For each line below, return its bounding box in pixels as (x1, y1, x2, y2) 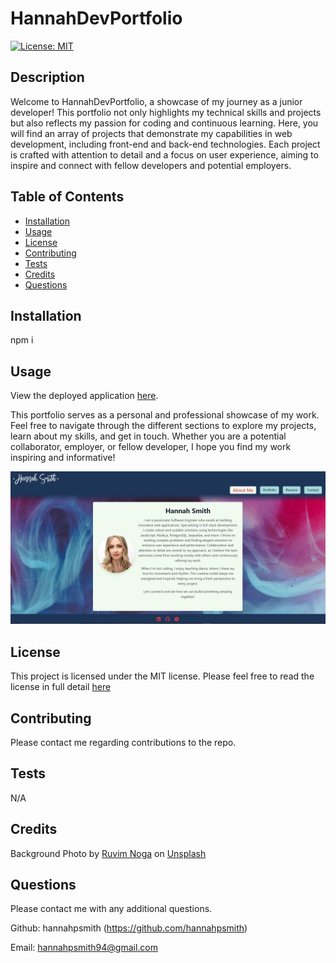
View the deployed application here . (10, 390, 159, 402)
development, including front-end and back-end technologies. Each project (10, 138, 321, 150)
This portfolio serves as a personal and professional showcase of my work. (10, 409, 320, 421)
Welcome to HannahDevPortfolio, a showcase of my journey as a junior (10, 95, 303, 107)
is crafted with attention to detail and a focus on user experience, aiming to (10, 148, 319, 161)
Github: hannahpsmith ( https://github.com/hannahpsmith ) (10, 922, 248, 934)
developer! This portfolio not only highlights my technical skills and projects (10, 106, 322, 118)
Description (10, 69, 85, 86)
